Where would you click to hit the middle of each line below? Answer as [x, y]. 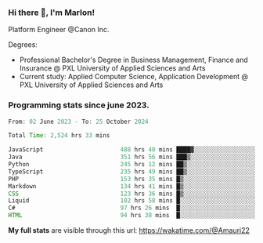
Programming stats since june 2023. [79, 105]
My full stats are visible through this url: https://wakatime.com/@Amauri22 [129, 230]
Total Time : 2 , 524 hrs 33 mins [59, 136]
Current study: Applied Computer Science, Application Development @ [134, 77]
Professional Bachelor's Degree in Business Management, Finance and [133, 60]
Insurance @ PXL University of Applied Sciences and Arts [112, 68]
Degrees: [23, 45]
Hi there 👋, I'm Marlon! [52, 13]
